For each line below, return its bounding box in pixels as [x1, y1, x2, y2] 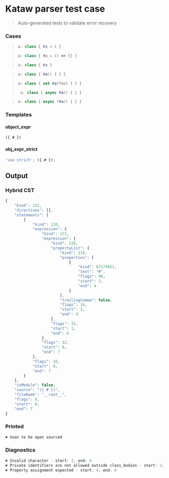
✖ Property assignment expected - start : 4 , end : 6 [5, 467, 117, 473]
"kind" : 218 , [59, 250, 87, 255]
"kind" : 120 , [32, 222, 60, 227]
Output [5, 171, 28, 180]
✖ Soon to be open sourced [5, 434, 62, 440]
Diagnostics [5, 446, 36, 454]
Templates [5, 111, 32, 118]
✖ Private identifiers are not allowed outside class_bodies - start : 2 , [5, 463, 165, 468]
